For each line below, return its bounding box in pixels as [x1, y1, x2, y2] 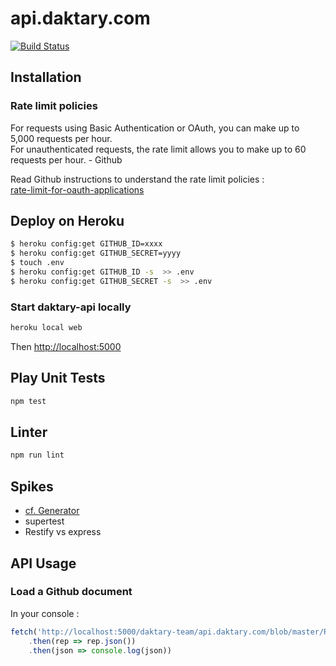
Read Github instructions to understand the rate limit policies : [10, 173, 265, 185]
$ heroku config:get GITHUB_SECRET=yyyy [10, 248, 182, 259]
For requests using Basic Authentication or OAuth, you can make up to [10, 122, 300, 134]
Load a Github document [10, 585, 133, 599]
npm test [10, 396, 47, 406]
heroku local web [10, 323, 83, 333]
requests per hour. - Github [10, 153, 123, 166]
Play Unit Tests [10, 370, 106, 387]
